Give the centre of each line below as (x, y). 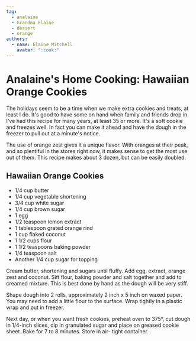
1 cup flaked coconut (40, 234)
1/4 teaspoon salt (36, 253)
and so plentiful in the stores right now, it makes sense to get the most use (97, 151)
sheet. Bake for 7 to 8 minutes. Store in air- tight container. (78, 331)
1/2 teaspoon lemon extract (48, 222)
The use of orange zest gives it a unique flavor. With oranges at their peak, (97, 145)
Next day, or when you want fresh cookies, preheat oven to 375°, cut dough (98, 319)
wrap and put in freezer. (36, 307)
